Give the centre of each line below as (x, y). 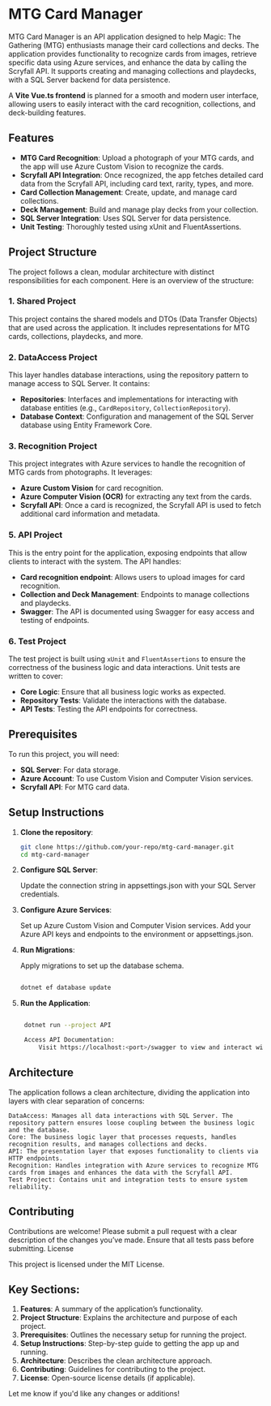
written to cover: (36, 676)
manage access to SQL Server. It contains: (79, 384)
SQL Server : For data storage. (70, 770)
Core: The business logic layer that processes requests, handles (123, 1137)
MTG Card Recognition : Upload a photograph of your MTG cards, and (137, 157)
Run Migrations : (47, 950)
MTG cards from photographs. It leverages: (80, 472)
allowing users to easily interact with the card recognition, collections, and (132, 104)
